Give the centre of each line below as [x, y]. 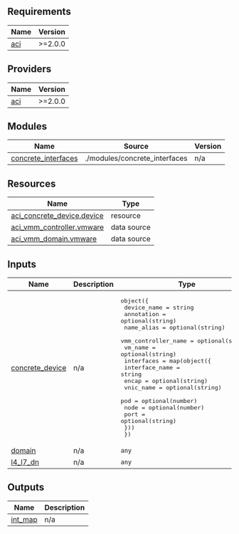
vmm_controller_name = [157, 341]
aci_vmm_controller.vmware [58, 227]
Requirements [39, 12]
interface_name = [152, 368]
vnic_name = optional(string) [173, 388]
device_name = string [159, 308]
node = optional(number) [164, 408]
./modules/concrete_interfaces [136, 158]
